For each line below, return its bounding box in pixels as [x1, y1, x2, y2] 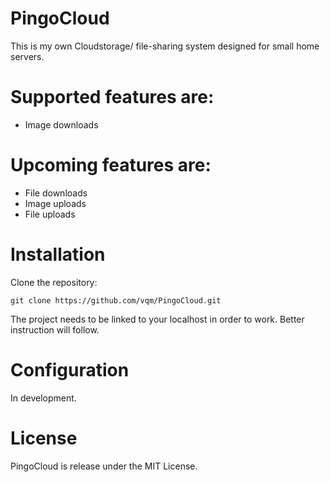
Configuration [10, 358, 130, 381]
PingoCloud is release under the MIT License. [10, 460, 198, 472]
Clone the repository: [10, 276, 98, 288]
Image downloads [24, 118, 99, 131]
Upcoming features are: [10, 154, 212, 177]
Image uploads [24, 197, 87, 209]
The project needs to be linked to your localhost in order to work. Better [10, 313, 305, 325]
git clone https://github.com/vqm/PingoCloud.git [10, 295, 222, 306]
